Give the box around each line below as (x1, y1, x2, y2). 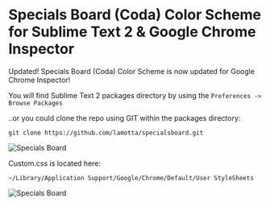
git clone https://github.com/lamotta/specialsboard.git (8, 129, 204, 137)
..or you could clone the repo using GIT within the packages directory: (8, 113, 241, 122)
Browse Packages (8, 99, 63, 107)
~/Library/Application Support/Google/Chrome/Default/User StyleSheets (8, 174, 254, 182)
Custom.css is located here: (8, 159, 102, 168)
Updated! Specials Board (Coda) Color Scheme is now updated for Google (8, 66, 255, 76)
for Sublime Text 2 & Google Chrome (8, 23, 256, 41)
